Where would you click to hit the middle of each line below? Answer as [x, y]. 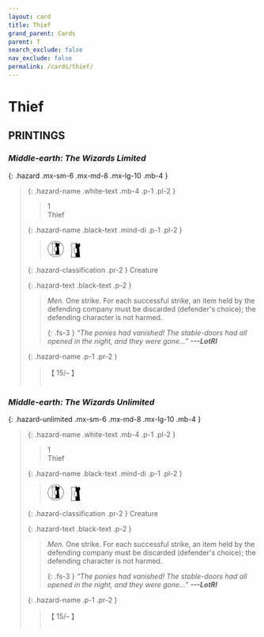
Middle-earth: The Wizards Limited [77, 158]
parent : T [25, 42]
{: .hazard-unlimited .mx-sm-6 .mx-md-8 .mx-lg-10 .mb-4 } [105, 420]
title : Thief [30, 25]
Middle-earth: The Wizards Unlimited [81, 401]
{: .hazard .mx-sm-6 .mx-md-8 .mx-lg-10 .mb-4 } [88, 175]
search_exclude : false [45, 50]
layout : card [30, 17]
